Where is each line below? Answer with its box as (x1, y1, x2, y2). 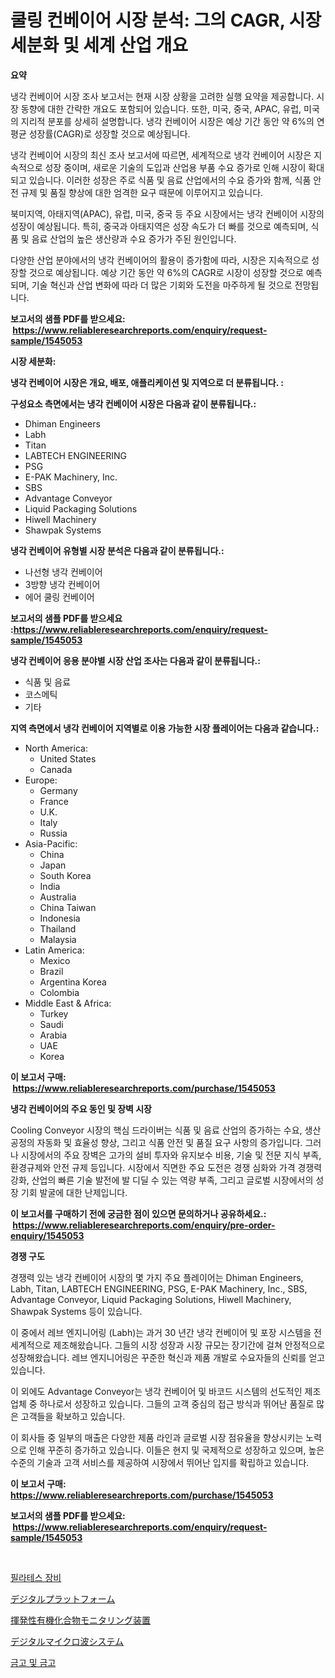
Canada (39, 763, 73, 775)
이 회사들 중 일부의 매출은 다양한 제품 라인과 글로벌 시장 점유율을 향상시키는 (10, 1431, 304, 1443)
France (39, 795, 70, 807)
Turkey (39, 1007, 69, 1020)
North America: (24, 742, 88, 754)
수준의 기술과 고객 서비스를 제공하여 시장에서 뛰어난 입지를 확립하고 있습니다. (10, 1456, 310, 1468)
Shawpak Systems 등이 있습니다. (10, 1305, 143, 1317)
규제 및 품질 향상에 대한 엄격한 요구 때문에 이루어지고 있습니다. (20, 186, 264, 198)
